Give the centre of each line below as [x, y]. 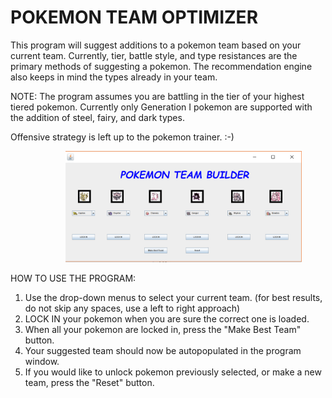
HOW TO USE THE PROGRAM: [73, 278]
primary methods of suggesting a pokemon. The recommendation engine [161, 66]
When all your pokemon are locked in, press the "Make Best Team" [163, 329]
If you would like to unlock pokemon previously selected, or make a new [173, 372]
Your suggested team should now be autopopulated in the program [163, 350]
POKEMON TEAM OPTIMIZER [134, 17]
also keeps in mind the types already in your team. [114, 77]
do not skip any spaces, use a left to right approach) [132, 308]
